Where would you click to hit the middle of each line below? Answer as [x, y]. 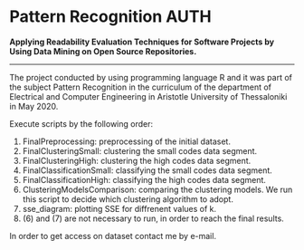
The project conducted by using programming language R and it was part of [151, 77]
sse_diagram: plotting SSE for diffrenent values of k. [119, 208]
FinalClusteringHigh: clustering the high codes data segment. [137, 160]
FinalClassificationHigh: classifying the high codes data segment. [144, 179]
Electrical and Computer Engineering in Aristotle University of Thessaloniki [148, 96]
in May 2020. [34, 106]
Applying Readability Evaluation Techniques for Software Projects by [142, 42]
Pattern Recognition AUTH [110, 17]
